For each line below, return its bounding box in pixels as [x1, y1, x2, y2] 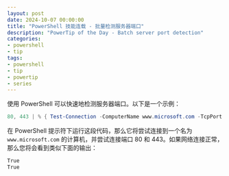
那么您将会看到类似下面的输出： [7, 144, 97, 152]
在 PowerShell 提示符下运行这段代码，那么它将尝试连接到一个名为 [7, 127, 193, 135]
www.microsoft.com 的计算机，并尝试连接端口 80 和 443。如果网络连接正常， [7, 135, 224, 144]
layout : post [7, 10, 45, 17]
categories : [7, 36, 41, 42]
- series [7, 80, 32, 87]
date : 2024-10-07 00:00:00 [7, 16, 84, 23]
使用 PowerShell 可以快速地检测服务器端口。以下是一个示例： [7, 100, 180, 108]
